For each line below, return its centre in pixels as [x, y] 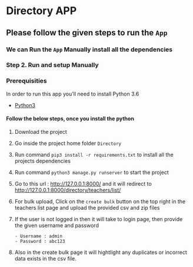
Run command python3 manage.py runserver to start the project [91, 172]
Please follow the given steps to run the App [87, 33]
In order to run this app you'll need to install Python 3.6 [73, 94]
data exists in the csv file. [45, 258]
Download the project [41, 131]
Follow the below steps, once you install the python [70, 118]
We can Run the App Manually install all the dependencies [89, 50]
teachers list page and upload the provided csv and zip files [87, 207]
